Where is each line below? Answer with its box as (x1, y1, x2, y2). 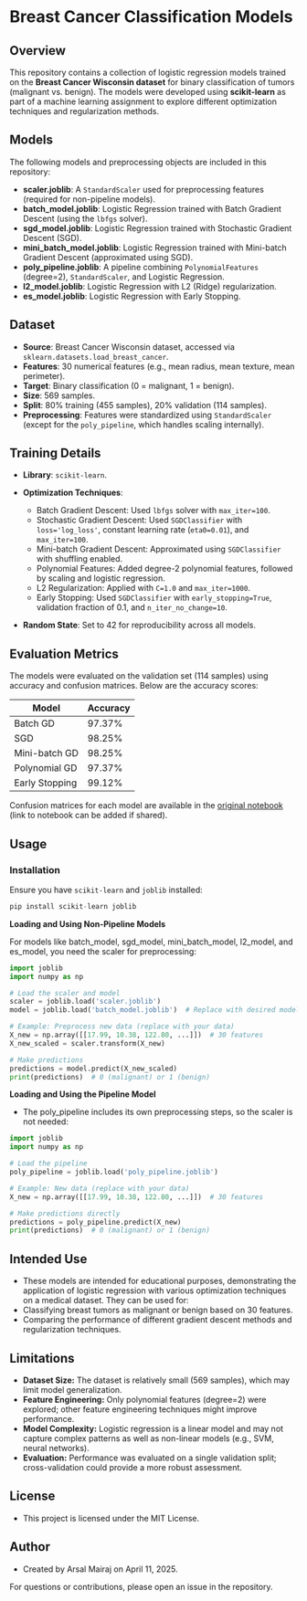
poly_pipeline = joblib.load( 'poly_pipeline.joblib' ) (9, 1167, 219, 1177)
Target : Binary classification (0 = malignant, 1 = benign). (22, 380, 235, 391)
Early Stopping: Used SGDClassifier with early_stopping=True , (36, 592, 272, 604)
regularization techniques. (22, 1324, 122, 1335)
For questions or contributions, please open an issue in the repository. (9, 1581, 273, 1592)
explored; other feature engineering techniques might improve (22, 1404, 258, 1415)
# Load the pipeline (9, 1159, 89, 1168)
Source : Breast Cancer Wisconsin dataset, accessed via (22, 341, 236, 353)
